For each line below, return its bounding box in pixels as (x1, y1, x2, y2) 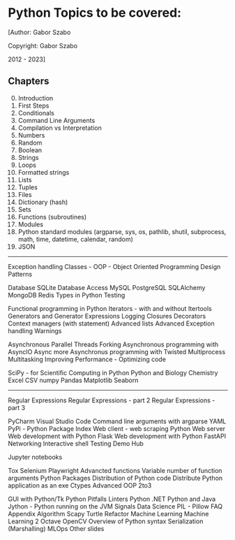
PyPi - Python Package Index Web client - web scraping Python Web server (8, 424, 226, 432)
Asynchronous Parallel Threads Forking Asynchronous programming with (8, 340, 219, 349)
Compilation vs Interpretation (17, 124, 102, 132)
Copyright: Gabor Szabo (8, 41, 78, 50)
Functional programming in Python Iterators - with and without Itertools (8, 304, 212, 312)
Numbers (17, 131, 45, 139)
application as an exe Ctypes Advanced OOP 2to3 (8, 481, 152, 490)
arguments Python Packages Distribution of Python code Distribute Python (8, 474, 223, 482)
